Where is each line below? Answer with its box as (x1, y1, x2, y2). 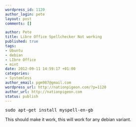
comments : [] (5, 21, 32, 26)
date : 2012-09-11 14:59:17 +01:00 (5, 66, 76, 71)
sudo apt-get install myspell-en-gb (5, 107, 93, 113)
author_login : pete (5, 12, 45, 17)
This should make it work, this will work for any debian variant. (5, 117, 132, 123)
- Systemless (5, 76, 32, 81)
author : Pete (5, 30, 32, 35)
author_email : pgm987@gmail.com (5, 80, 71, 85)
